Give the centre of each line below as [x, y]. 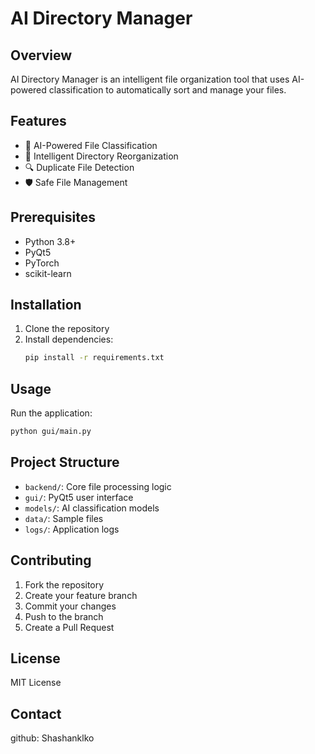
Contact [36, 713]
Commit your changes [70, 606]
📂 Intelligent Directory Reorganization [101, 156]
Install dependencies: [69, 339]
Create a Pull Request [69, 627]
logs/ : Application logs [72, 529]
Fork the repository [64, 584]
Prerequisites [53, 217]
